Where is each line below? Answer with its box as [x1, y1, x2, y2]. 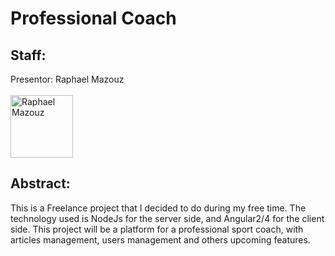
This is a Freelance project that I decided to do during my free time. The [10, 202, 307, 214]
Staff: [10, 47, 47, 64]
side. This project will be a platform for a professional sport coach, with [10, 223, 304, 235]
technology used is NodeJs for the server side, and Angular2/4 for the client [10, 212, 325, 224]
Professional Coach [10, 7, 177, 30]
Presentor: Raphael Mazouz [10, 73, 125, 85]
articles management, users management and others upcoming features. [10, 233, 311, 246]
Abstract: [10, 175, 71, 192]
